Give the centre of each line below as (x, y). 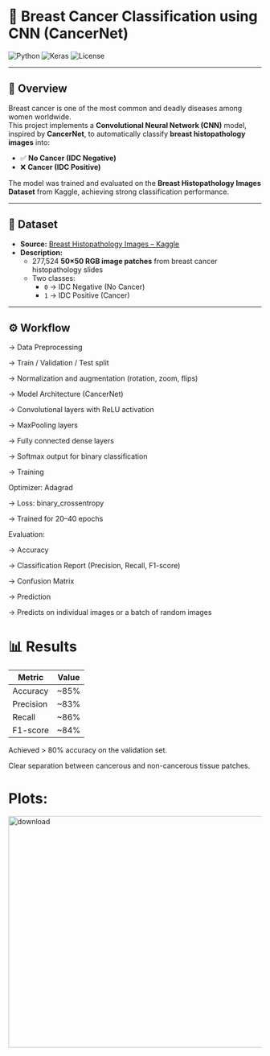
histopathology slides (67, 270)
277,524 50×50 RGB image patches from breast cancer (125, 261)
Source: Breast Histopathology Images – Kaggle (100, 244)
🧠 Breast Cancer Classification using (133, 16)
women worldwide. (40, 117)
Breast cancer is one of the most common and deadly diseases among (125, 108)
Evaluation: (27, 534)
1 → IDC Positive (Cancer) (87, 295)
